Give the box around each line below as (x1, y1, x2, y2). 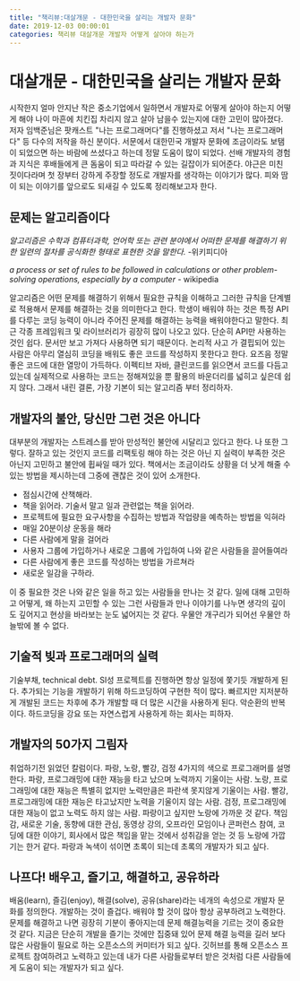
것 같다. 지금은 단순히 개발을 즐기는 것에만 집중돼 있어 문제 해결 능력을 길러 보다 (9, 929, 287, 940)
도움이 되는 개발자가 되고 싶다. (18, 962, 124, 973)
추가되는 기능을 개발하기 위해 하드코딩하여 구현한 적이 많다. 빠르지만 (21, 685, 258, 696)
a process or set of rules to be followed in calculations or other (9, 265, 242, 275)
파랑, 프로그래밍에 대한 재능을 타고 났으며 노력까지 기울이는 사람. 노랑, (28, 773, 271, 785)
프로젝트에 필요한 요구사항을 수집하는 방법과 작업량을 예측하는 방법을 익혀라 (21, 511, 287, 522)
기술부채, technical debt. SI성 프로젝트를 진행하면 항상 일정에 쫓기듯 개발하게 (9, 674, 279, 685)
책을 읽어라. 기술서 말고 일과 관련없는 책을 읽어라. (21, 499, 194, 511)
